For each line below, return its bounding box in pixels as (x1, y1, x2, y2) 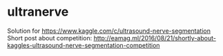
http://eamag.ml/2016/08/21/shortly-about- (93, 33, 216, 42)
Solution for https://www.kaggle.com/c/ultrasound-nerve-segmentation (7, 27, 211, 35)
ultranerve (7, 4, 69, 20)
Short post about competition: (7, 33, 93, 42)
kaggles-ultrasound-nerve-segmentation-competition (7, 41, 160, 49)
